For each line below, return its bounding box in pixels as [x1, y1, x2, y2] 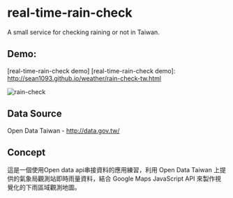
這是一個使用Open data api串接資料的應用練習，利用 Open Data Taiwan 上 [7, 166, 220, 174]
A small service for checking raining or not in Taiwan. [7, 28, 160, 36]
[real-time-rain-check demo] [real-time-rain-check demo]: [7, 66, 176, 75]
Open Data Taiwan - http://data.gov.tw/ [7, 126, 120, 135]
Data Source [7, 108, 62, 120]
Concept [7, 146, 46, 158]
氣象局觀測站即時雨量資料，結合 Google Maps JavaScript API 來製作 [19, 174, 216, 183]
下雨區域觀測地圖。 [25, 183, 81, 192]
